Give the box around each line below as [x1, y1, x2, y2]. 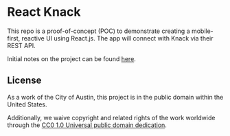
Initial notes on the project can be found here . [7, 54, 136, 63]
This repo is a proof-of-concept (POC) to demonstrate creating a [7, 27, 190, 35]
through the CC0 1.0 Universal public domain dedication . [7, 121, 167, 129]
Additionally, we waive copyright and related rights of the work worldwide [7, 113, 216, 122]
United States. [7, 100, 47, 109]
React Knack [7, 4, 81, 20]
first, [7, 34, 21, 42]
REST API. [7, 41, 36, 49]
